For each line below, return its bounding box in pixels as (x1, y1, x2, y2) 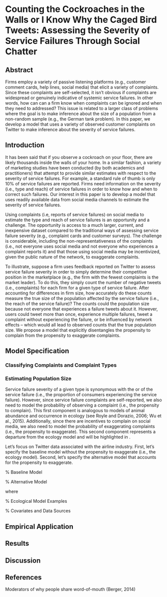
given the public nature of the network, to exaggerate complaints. (5, 254, 140, 260)
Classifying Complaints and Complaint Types (5, 362, 117, 369)
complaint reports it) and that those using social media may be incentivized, (5, 248, 161, 255)
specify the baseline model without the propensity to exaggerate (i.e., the (5, 449, 156, 455)
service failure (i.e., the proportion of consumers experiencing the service (5, 392, 157, 398)
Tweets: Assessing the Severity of (5, 25, 151, 36)
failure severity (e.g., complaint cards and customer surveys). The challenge (5, 233, 162, 239)
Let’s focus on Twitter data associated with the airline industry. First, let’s (5, 444, 155, 449)
